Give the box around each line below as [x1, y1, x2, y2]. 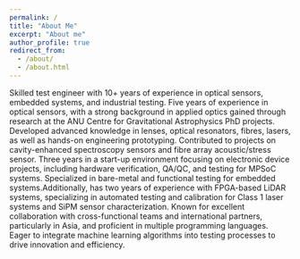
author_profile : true [9, 38, 90, 47]
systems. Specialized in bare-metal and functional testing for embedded [9, 172, 276, 183]
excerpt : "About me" [9, 29, 87, 38]
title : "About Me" [9, 21, 78, 30]
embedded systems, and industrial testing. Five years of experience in [9, 96, 269, 107]
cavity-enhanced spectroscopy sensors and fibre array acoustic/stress [9, 144, 271, 155]
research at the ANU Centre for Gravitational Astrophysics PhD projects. [9, 115, 275, 126]
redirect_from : [9, 46, 66, 55]
